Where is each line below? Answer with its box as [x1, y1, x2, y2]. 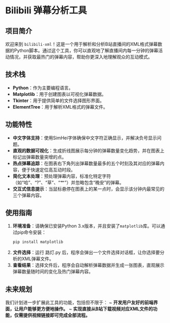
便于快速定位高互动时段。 [21, 166, 75, 172]
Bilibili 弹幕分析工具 [5, 5, 88, 16]
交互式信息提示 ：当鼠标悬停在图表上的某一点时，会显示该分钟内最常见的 [12, 186, 164, 192]
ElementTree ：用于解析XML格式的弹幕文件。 [12, 104, 108, 110]
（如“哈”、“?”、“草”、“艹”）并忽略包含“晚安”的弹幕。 [12, 179, 124, 185]
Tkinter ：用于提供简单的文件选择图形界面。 [12, 97, 104, 104]
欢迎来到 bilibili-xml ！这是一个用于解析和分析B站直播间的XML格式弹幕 [5, 41, 158, 47]
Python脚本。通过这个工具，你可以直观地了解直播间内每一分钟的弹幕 [14, 47, 159, 54]
